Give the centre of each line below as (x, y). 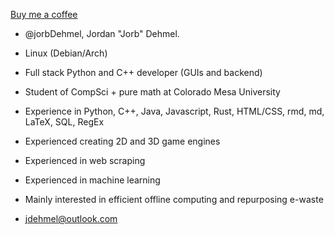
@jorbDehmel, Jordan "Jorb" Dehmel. (102, 33)
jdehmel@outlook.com (71, 218)
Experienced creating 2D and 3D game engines (122, 141)
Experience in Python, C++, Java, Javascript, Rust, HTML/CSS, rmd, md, (174, 111)
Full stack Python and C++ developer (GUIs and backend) (143, 72)
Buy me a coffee (44, 14)
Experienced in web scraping (85, 160)
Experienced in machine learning (92, 180)
